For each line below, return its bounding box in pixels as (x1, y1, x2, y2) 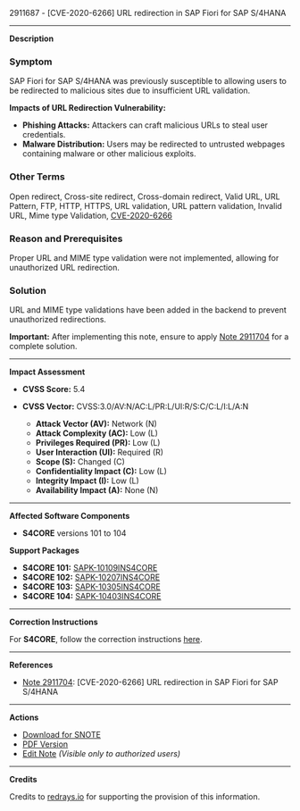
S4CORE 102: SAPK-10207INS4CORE (21, 572, 161, 583)
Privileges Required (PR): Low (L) (35, 438, 161, 448)
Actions (9, 712, 39, 723)
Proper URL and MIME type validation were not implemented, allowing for (9, 252, 279, 263)
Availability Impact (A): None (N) (35, 485, 159, 496)
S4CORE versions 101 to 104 (21, 528, 127, 539)
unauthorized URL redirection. (9, 262, 121, 272)
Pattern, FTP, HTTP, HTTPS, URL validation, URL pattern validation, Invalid (9, 200, 283, 211)
